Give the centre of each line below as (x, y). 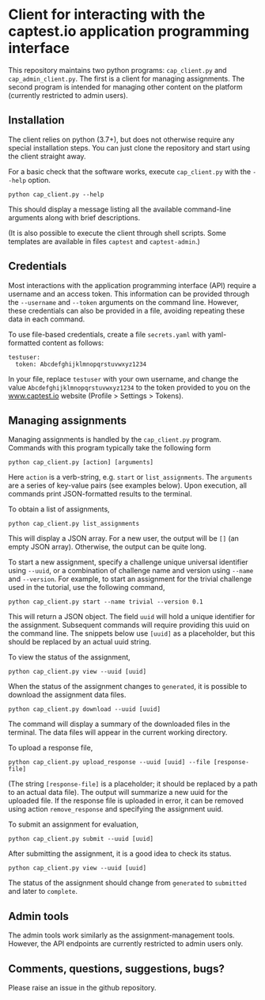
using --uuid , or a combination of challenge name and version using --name (131, 571)
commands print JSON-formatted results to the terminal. (100, 494)
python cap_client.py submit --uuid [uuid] (81, 839)
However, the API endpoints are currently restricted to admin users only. (126, 944)
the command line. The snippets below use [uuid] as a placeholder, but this (132, 633)
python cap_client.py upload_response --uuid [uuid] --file (110, 762)
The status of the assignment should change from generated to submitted (127, 883)
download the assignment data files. (67, 695)
